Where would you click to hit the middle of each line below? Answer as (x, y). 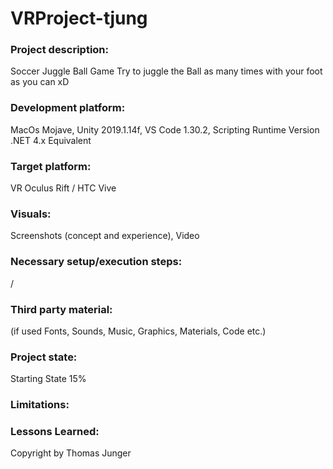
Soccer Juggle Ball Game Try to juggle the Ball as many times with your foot (166, 71)
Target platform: (51, 166)
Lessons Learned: (55, 432)
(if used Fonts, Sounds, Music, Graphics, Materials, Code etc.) (138, 331)
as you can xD (40, 82)
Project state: (44, 357)
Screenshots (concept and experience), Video (105, 236)
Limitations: (40, 405)
